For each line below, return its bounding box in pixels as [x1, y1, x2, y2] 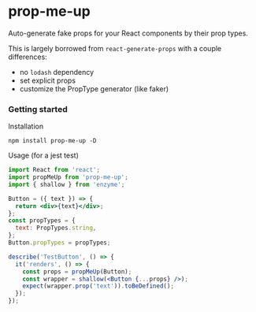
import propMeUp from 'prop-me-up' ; [8, 173, 128, 181]
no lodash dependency [19, 67, 95, 76]
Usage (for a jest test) [8, 150, 79, 160]
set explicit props [19, 76, 76, 85]
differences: [8, 52, 47, 61]
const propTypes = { [8, 217, 76, 225]
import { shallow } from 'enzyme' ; [8, 180, 125, 188]
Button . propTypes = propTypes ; [8, 239, 111, 247]
